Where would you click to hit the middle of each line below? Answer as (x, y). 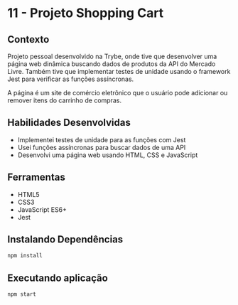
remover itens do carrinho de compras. (65, 100)
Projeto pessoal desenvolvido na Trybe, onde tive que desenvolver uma (112, 56)
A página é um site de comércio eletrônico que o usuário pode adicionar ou (118, 93)
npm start (22, 294)
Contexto (28, 39)
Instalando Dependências (65, 240)
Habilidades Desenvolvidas (69, 123)
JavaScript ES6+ (42, 209)
